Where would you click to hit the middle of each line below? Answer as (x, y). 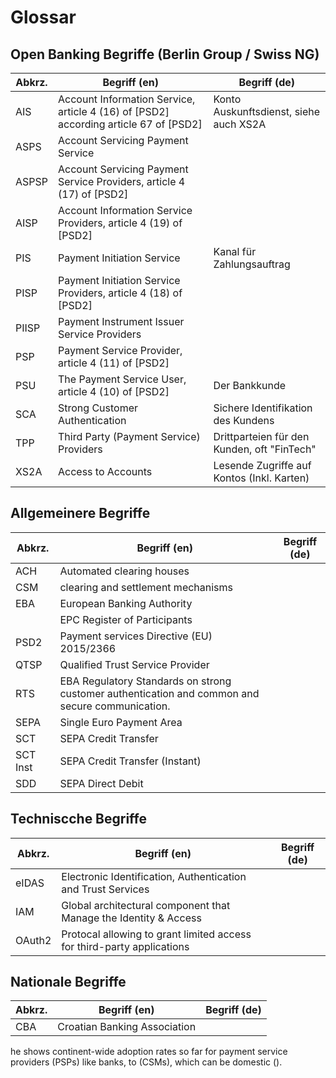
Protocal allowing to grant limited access (156, 934)
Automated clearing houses (124, 571)
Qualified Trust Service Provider (134, 664)
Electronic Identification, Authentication (154, 876)
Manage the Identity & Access (131, 918)
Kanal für (235, 251)
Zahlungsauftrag (252, 264)
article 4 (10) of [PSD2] (114, 391)
